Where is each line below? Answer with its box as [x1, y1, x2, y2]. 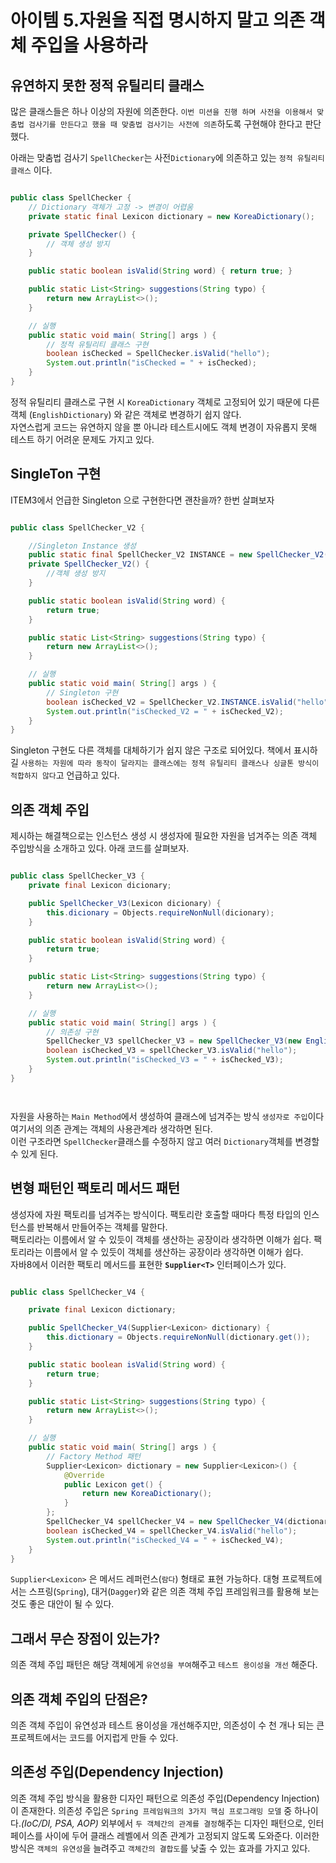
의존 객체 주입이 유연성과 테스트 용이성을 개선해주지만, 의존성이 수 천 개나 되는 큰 [10, 1719, 325, 1731]
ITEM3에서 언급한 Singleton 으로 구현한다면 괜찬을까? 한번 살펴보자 [10, 494, 275, 506]
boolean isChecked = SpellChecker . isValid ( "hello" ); [46, 349, 271, 359]
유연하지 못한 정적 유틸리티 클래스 [10, 77, 205, 94]
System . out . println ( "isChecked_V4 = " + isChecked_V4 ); [46, 1535, 284, 1545]
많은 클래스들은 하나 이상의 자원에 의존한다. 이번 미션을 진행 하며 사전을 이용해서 [10, 106, 313, 117]
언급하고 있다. [66, 769, 120, 781]
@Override [63, 1470, 105, 1480]
